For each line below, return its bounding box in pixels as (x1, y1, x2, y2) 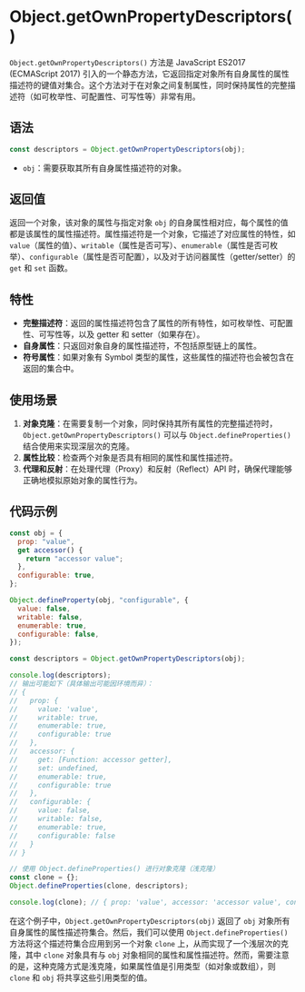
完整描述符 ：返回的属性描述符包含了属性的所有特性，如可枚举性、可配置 (22, 318, 293, 329)
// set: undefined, (9, 763, 100, 773)
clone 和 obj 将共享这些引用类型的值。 (9, 972, 152, 983)
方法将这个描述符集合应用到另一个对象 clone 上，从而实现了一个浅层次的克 (9, 937, 289, 948)
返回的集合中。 (22, 363, 79, 374)
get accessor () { (17, 545, 84, 555)
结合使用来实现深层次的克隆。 (22, 441, 134, 451)
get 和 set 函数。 (9, 263, 73, 273)
